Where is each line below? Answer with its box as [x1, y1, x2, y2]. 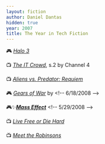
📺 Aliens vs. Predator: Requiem [6, 75, 84, 83]
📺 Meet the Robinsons [6, 132, 62, 139]
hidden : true [6, 20, 38, 25]
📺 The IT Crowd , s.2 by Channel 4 [6, 62, 90, 69]
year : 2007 [6, 25, 33, 31]
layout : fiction [6, 8, 46, 15]
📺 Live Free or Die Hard [6, 118, 65, 125]
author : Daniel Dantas [6, 14, 62, 20]
